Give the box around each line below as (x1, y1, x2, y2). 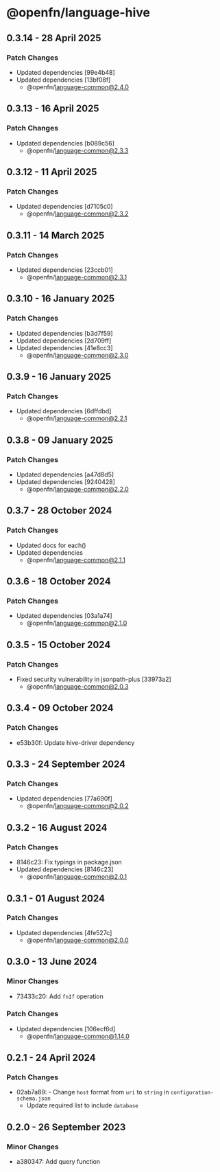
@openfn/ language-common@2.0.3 (26, 682, 129, 691)
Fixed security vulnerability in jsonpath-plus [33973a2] (16, 675, 172, 684)
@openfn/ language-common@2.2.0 (26, 485, 130, 493)
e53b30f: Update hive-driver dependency (16, 738, 135, 746)
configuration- (170, 1090, 214, 1096)
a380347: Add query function (16, 1158, 101, 1166)
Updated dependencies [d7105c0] (16, 203, 114, 211)
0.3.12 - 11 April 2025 (6, 166, 97, 178)
